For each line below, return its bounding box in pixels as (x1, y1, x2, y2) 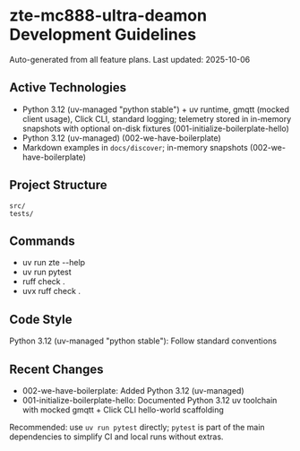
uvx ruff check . (21, 286, 81, 297)
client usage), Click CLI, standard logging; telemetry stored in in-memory (21, 113, 292, 124)
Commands (9, 233, 76, 248)
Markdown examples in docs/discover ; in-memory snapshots (21, 142, 248, 152)
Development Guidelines (9, 24, 197, 45)
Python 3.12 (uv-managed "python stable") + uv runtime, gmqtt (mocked (21, 104, 289, 115)
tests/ (9, 209, 34, 218)
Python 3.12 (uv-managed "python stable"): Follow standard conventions (9, 335, 278, 346)
